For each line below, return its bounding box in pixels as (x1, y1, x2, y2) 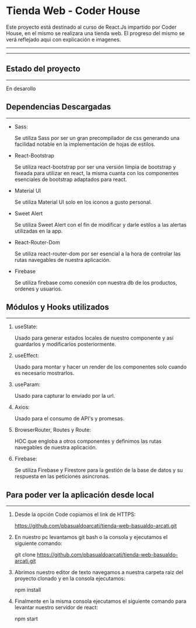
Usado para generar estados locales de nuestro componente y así (14, 335, 174, 342)
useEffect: (14, 352, 40, 359)
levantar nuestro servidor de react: (14, 604, 98, 611)
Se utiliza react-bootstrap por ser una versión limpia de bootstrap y (14, 163, 176, 170)
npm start (14, 615, 38, 622)
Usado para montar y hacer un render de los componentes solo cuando (14, 363, 187, 370)
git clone (14, 551, 36, 558)
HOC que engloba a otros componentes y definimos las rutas (14, 438, 162, 445)
